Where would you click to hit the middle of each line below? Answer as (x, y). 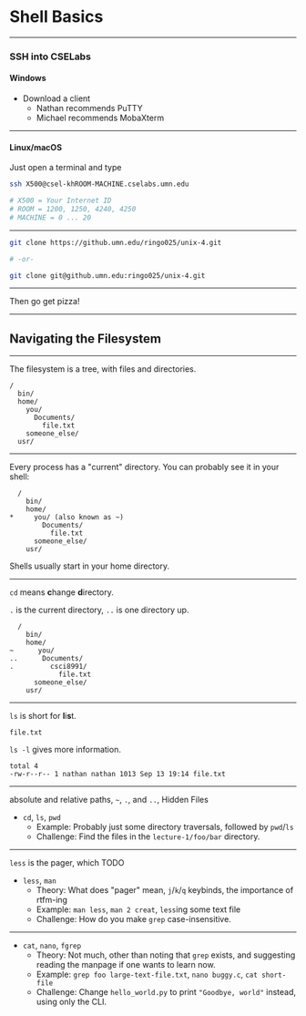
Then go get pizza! (45, 302)
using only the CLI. (71, 1002)
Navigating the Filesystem (86, 339)
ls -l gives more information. (65, 750)
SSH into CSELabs (50, 56)
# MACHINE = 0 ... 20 (51, 217)
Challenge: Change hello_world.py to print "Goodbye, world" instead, (166, 992)
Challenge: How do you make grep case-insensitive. (134, 919)
